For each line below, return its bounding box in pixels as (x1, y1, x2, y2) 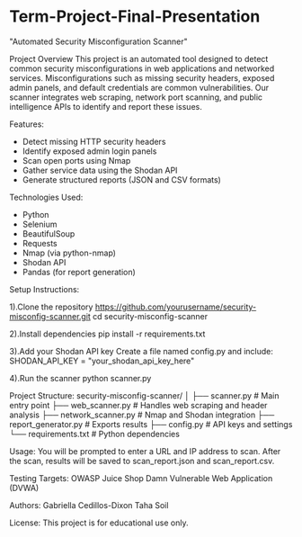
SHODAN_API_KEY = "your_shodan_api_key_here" (9, 355, 195, 366)
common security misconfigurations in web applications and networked (9, 63, 275, 74)
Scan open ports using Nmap (22, 155, 131, 166)
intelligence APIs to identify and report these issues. (9, 101, 202, 112)
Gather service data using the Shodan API (22, 165, 178, 175)
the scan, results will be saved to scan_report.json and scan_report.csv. (9, 455, 275, 466)
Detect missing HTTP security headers (22, 136, 166, 147)
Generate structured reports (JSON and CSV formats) (22, 174, 222, 185)
